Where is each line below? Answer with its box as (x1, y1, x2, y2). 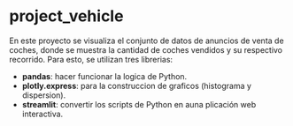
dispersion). (21, 90, 66, 100)
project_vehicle (9, 6, 124, 26)
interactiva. (21, 108, 64, 119)
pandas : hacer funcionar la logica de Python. (21, 70, 188, 81)
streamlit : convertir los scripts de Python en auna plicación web (21, 99, 257, 109)
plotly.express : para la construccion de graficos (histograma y (21, 80, 252, 91)
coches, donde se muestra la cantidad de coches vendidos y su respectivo (9, 44, 283, 55)
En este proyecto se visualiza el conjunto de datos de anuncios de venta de (9, 35, 285, 46)
